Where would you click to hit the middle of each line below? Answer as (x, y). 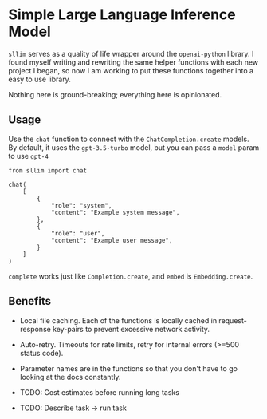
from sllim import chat (48, 170)
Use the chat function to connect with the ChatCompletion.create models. (129, 139)
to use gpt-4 (29, 156)
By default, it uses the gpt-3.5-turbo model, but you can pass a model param (134, 147)
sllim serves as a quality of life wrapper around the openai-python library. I (131, 53)
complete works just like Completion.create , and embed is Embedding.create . (131, 276)
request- (233, 320)
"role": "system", (81, 205)
